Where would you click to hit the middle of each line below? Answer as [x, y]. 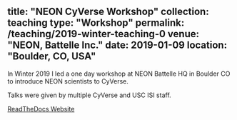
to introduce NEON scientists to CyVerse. [68, 81]
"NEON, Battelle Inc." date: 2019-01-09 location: [117, 45]
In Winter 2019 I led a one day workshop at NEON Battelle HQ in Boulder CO [119, 74]
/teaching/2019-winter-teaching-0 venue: [104, 34]
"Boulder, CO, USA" [52, 56]
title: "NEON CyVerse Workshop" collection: [108, 12]
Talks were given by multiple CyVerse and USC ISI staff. [89, 95]
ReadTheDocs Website [41, 109]
